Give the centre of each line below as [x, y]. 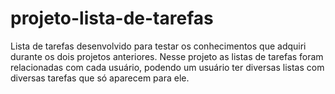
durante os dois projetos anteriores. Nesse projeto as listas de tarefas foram [167, 56]
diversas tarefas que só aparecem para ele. [100, 78]
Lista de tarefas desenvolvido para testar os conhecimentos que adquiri [158, 46]
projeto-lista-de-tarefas [112, 18]
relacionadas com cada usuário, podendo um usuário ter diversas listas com [167, 67]
